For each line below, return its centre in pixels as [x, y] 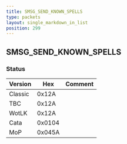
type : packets [24, 17]
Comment [80, 84]
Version [20, 84]
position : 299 [24, 28]
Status [16, 68]
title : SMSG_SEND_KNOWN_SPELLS [44, 12]
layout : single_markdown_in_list [47, 22]
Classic [19, 94]
